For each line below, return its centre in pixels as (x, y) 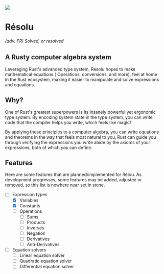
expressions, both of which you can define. (49, 148)
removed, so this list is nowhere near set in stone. (55, 185)
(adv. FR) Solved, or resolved (34, 41)
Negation (36, 233)
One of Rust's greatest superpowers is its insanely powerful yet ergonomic (80, 112)
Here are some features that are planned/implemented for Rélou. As (73, 174)
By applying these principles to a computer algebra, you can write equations (82, 132)
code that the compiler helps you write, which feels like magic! (68, 122)
